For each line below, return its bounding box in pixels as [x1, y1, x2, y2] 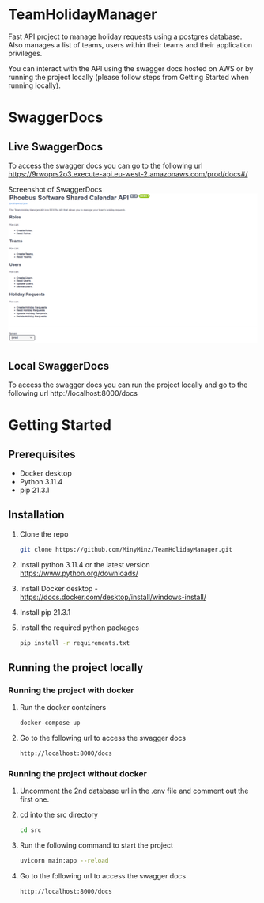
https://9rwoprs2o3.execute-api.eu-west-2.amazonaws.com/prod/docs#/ [8, 169, 248, 179]
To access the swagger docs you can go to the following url [8, 161, 203, 170]
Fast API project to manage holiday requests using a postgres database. [8, 32, 243, 41]
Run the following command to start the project [19, 840, 174, 850]
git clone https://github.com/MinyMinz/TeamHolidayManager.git [19, 545, 233, 553]
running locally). [8, 81, 61, 90]
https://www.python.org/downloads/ [19, 568, 138, 578]
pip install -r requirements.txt [19, 639, 130, 647]
